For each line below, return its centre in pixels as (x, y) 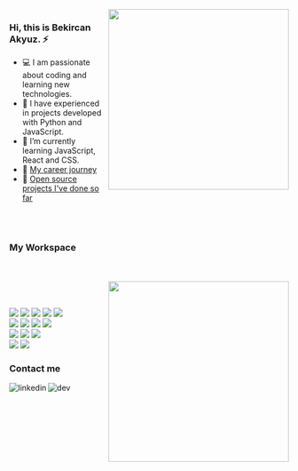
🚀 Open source (49, 179)
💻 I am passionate (56, 62)
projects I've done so (60, 188)
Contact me (35, 368)
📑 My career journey (59, 170)
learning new (46, 84)
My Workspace (43, 248)
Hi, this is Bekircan (50, 28)
